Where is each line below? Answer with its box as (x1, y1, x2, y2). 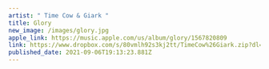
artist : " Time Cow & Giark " (8, 11, 110, 20)
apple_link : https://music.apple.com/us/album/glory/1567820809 (8, 33, 227, 42)
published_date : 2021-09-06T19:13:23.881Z (8, 48, 152, 56)
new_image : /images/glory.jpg (8, 26, 110, 34)
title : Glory (8, 19, 52, 27)
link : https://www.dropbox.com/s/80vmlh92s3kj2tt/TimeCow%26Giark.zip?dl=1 (8, 41, 267, 49)
